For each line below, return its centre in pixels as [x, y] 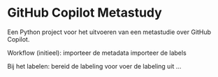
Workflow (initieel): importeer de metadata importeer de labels [97, 53]
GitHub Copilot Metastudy [85, 13]
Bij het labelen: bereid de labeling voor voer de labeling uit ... [94, 66]
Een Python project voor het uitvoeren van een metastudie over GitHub [109, 32]
